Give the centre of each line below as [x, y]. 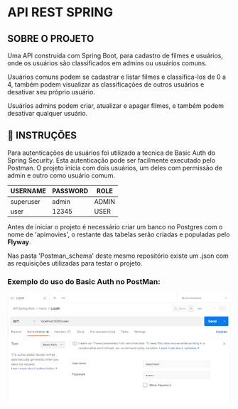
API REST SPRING [60, 12]
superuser [25, 201]
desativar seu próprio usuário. [52, 92]
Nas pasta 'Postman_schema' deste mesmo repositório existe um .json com [118, 256]
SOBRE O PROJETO [51, 39]
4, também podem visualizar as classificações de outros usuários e [106, 84]
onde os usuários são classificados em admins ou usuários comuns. [107, 63]
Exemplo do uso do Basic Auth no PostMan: [84, 282]
